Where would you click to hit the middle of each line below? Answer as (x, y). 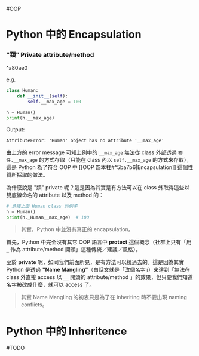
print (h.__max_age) (30, 118)
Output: (16, 129)
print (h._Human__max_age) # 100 (48, 217)
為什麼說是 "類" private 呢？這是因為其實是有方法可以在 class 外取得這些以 (98, 187)
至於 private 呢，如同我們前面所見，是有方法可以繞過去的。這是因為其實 (95, 262)
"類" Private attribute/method (50, 55)
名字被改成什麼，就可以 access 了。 (50, 285)
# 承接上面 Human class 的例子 (42, 206)
